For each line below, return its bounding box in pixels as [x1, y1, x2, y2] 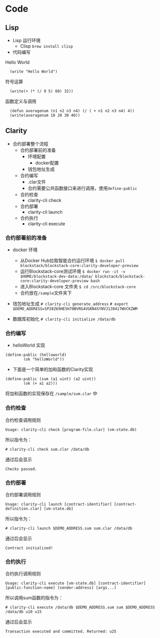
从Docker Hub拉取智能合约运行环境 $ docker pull [20, 257, 125, 264]
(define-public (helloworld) [5, 352, 67, 358]
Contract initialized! [5, 546, 53, 551]
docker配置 [35, 159, 59, 165]
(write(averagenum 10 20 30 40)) [10, 113, 81, 118]
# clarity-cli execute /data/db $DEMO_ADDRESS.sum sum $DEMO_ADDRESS [5, 605, 155, 610]
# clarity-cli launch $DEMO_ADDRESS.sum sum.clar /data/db [5, 526, 133, 531]
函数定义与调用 [5, 98, 36, 104]
